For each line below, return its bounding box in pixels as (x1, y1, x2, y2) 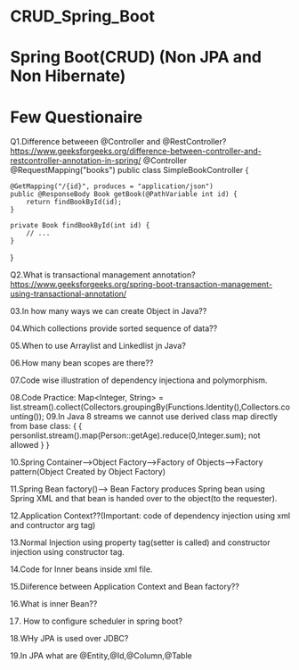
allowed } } (10, 440, 50, 451)
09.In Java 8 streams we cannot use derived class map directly (45, 411, 279, 422)
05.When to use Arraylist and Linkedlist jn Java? (10, 341, 186, 352)
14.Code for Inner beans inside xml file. (10, 564, 153, 575)
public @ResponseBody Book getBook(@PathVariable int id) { (10, 190, 238, 199)
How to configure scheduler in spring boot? (22, 616, 183, 626)
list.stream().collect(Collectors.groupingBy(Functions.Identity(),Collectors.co (10, 401, 290, 412)
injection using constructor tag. (10, 547, 125, 558)
